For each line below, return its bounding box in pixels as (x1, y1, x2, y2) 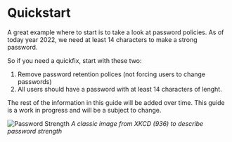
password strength (7, 127, 62, 135)
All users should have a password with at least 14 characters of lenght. (17, 85, 223, 93)
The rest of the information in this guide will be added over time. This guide (7, 98, 225, 106)
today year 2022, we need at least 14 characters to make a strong (7, 35, 198, 43)
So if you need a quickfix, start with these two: (7, 56, 142, 64)
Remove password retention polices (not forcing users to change (17, 70, 206, 78)
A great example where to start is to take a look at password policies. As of (7, 28, 224, 36)
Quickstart (7, 5, 72, 21)
